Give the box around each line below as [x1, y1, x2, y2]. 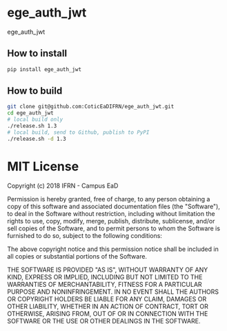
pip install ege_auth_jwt [7, 66, 81, 73]
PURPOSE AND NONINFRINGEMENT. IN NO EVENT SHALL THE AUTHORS [7, 288, 219, 296]
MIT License [7, 159, 79, 174]
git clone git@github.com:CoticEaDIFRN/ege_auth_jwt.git [7, 103, 175, 110]
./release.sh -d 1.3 [7, 135, 67, 142]
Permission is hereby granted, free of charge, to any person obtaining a [7, 194, 210, 203]
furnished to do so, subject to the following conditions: [7, 231, 162, 239]
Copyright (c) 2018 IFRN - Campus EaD [7, 181, 119, 190]
